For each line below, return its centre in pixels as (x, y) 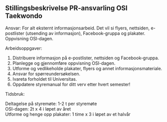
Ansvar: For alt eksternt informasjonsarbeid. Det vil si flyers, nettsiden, (78, 28)
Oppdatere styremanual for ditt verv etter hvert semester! (71, 84)
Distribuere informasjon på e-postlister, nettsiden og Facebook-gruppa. (86, 58)
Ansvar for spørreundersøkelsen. (46, 74)
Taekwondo (24, 16)
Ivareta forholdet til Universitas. (45, 79)
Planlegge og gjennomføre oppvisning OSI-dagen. (64, 63)
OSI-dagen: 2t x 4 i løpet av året (38, 109)
